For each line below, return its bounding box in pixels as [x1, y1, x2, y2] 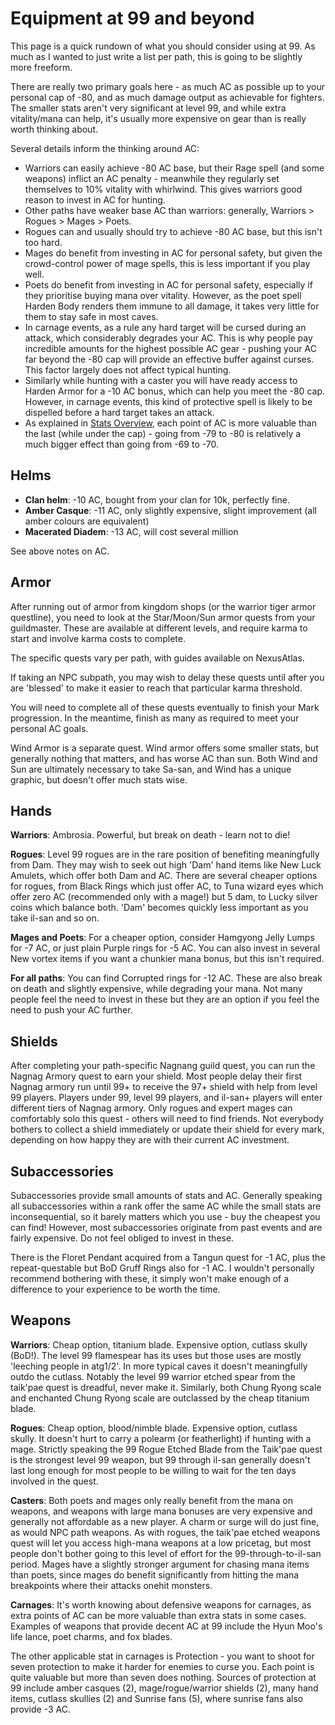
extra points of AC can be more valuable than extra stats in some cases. [10, 1609, 307, 1621]
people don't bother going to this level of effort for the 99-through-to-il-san [10, 1547, 322, 1559]
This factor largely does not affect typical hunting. [24, 363, 232, 376]
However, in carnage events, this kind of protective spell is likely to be [24, 395, 313, 407]
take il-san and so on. [10, 912, 100, 924]
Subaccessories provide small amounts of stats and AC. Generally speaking [10, 1190, 323, 1201]
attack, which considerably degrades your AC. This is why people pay [24, 332, 313, 344]
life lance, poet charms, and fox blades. [10, 1630, 173, 1642]
